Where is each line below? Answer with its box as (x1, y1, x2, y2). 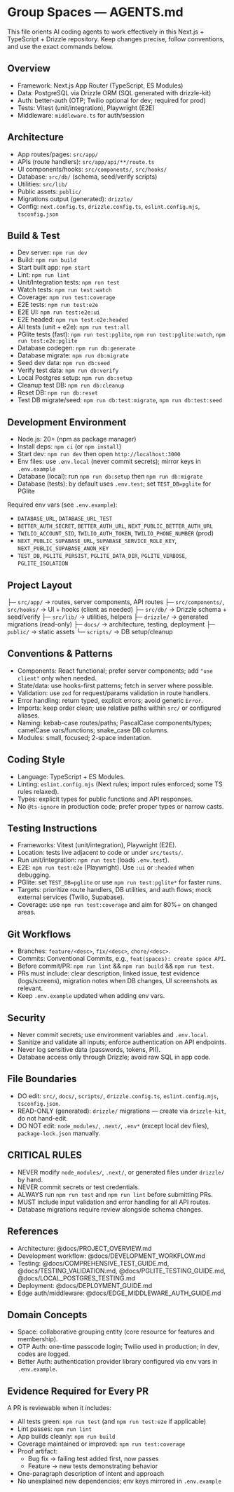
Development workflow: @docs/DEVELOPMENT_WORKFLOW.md (17, 1252, 205, 1260)
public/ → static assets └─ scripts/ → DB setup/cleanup (7, 628, 173, 636)
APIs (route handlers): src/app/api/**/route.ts (17, 157, 155, 165)
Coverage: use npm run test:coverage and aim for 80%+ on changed (17, 901, 218, 909)
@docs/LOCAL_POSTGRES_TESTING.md (17, 1273, 135, 1282)
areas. (17, 908, 36, 917)
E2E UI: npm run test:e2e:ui (17, 308, 100, 316)
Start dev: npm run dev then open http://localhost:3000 (17, 450, 181, 458)
